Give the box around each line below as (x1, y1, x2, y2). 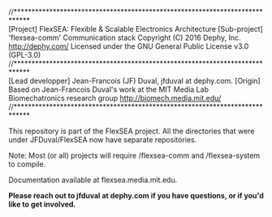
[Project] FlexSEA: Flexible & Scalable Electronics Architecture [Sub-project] (8, 24, 264, 33)
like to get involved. (8, 199, 76, 209)
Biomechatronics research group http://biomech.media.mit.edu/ (8, 93, 222, 102)
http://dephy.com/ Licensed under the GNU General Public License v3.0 (8, 41, 249, 51)
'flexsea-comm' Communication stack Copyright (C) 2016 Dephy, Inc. (8, 33, 241, 42)
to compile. (8, 159, 46, 169)
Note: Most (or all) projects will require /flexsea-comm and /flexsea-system (8, 150, 261, 160)
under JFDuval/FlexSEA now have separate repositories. (8, 135, 197, 145)
